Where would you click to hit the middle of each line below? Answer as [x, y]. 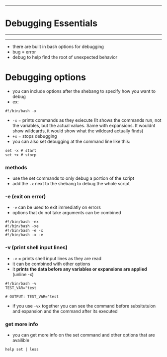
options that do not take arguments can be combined [67, 213]
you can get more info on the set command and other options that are [83, 335]
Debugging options [45, 77]
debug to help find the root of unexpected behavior [65, 57]
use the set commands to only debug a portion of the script [73, 178]
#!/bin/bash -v [21, 283]
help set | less [22, 350]
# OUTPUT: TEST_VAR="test [32, 297]
